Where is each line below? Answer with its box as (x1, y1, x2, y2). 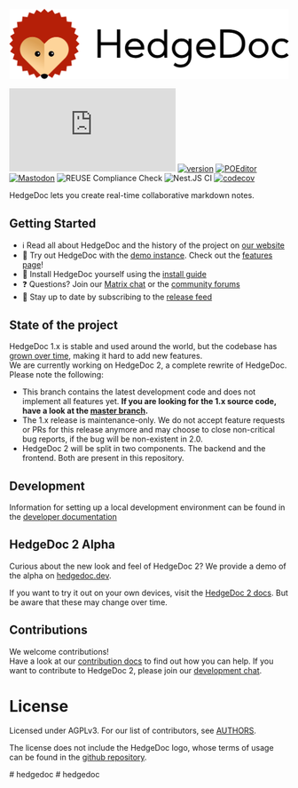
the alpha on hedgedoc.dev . (9, 569, 112, 581)
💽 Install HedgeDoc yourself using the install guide (21, 269, 207, 280)
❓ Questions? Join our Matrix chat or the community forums (21, 279, 241, 290)
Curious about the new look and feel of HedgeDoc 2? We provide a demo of (9, 561, 286, 571)
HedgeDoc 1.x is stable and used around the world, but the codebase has (9, 341, 278, 352)
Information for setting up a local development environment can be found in (9, 502, 286, 513)
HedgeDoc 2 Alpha (9, 537, 115, 553)
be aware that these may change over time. (9, 596, 169, 608)
